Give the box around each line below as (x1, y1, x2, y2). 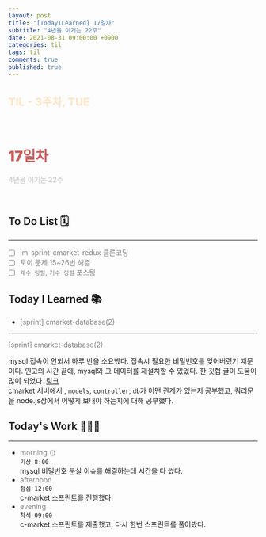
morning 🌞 (19, 448, 57, 458)
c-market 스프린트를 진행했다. (19, 493, 113, 503)
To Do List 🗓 (8, 215, 70, 228)
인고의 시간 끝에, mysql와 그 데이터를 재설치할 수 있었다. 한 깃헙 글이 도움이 (25, 366, 257, 376)
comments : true (8, 56, 59, 64)
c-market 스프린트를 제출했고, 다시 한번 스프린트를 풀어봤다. (19, 520, 207, 529)
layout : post (8, 11, 51, 20)
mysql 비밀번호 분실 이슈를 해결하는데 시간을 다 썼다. (19, 467, 184, 476)
